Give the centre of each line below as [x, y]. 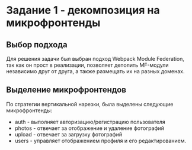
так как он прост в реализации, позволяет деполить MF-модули [87, 65]
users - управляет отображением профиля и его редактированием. [100, 141]
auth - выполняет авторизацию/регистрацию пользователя [90, 122]
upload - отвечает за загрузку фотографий [68, 134]
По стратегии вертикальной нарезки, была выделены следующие [90, 104]
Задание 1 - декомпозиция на [83, 10]
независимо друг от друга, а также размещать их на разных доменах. [95, 71]
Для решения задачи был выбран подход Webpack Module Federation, [95, 59]
